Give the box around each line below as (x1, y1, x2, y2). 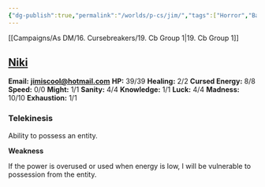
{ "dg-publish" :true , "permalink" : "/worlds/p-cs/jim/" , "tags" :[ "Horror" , (8, 11, 248, 20)
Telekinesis (8, 113, 54, 124)
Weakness (8, 146, 44, 156)
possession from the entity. (8, 170, 97, 179)
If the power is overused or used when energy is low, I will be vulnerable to (8, 161, 251, 170)
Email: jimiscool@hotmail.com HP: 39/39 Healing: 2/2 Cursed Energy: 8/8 (8, 76, 256, 86)
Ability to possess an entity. (8, 130, 99, 140)
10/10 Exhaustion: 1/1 (8, 93, 77, 103)
